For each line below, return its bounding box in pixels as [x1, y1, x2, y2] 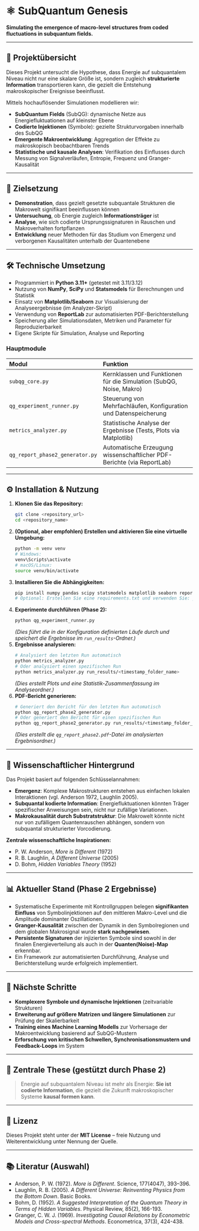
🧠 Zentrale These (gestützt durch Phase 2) [6, 1065, 166, 1075]
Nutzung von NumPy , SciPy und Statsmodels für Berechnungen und [14, 286, 184, 293]
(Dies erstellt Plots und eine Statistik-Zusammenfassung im [14, 680, 160, 687]
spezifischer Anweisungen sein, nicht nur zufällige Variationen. [14, 806, 169, 814]
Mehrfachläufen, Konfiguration [102, 401, 188, 410]
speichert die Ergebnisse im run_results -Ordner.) [14, 634, 136, 642]
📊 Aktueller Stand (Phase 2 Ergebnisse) [6, 884, 157, 894]
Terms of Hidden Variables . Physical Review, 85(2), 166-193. [14, 1206, 163, 1213]
